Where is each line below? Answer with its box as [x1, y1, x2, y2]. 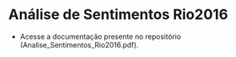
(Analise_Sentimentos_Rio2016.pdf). [19, 40, 139, 49]
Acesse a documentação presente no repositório [19, 32, 182, 41]
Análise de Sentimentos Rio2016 [8, 6, 229, 24]
